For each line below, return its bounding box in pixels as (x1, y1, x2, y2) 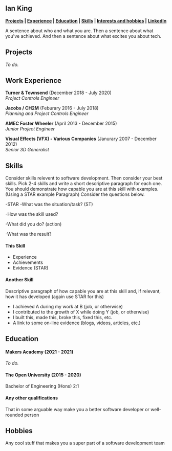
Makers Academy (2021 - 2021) (5, 349, 74, 355)
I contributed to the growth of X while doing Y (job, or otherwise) (12, 309, 149, 315)
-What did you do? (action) (5, 221, 62, 227)
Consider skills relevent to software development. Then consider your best (5, 175, 163, 181)
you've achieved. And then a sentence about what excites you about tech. (5, 33, 162, 39)
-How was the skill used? (5, 211, 58, 217)
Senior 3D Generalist (5, 147, 50, 153)
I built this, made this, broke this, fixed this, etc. (12, 314, 113, 320)
